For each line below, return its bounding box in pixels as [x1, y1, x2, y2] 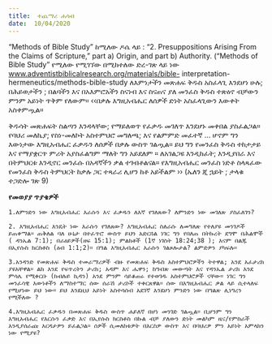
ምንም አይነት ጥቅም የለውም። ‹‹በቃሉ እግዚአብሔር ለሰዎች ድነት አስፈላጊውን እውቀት [8, 95, 240, 105]
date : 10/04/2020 [8, 19, 71, 28]
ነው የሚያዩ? [8, 329, 41, 337]
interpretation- [181, 68, 231, 78]
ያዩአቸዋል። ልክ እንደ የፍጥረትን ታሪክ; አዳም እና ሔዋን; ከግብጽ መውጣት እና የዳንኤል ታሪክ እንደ [8, 264, 254, 273]
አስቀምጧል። [8, 105, 44, 114]
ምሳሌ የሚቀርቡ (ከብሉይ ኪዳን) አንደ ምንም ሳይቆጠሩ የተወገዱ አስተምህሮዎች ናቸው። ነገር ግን [8, 272, 246, 280]
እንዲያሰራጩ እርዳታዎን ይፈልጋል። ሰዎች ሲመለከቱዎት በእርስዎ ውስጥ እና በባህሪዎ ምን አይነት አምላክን [8, 321, 265, 329]
